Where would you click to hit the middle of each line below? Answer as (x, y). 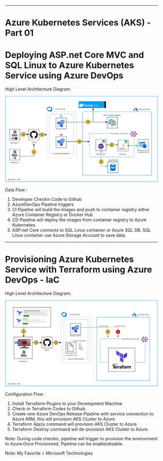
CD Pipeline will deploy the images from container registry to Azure (79, 220)
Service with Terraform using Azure (79, 270)
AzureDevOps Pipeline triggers (43, 204)
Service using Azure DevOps (64, 76)
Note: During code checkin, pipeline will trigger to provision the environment (81, 438)
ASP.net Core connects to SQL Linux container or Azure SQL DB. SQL (81, 230)
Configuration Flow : (25, 394)
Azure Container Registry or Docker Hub (52, 215)
